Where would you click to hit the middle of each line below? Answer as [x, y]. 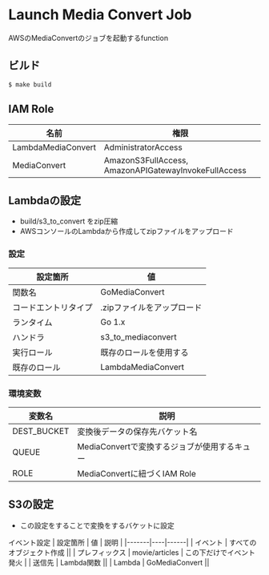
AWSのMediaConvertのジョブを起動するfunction [88, 38]
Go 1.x [113, 322]
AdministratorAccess [143, 147]
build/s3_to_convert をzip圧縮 [69, 221]
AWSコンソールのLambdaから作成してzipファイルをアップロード [126, 231]
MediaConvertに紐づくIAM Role [137, 473]
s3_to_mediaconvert [139, 336]
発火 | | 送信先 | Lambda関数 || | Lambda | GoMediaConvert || [109, 562]
